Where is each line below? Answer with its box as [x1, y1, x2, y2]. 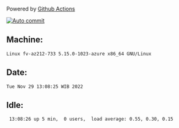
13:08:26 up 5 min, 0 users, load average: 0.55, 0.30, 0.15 [9, 116, 174, 123]
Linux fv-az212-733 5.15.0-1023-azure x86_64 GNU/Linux [6, 51, 152, 57]
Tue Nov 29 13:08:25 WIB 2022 [6, 84, 84, 90]
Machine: [6, 35, 43, 45]
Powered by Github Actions [6, 5, 75, 12]
